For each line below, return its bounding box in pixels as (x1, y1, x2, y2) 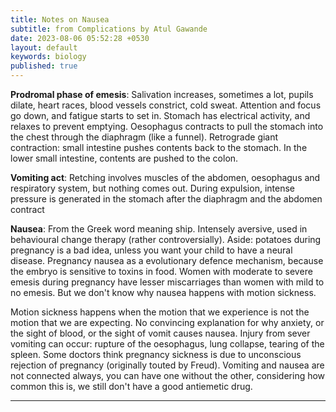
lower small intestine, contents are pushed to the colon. (10, 152, 239, 164)
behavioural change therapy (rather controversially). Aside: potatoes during (10, 234, 322, 245)
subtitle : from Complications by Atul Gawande (10, 24, 208, 34)
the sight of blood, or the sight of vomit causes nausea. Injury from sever (10, 327, 311, 339)
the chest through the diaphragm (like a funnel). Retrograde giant (10, 131, 279, 143)
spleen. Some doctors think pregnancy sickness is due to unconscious (10, 349, 302, 360)
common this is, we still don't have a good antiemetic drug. (10, 381, 253, 392)
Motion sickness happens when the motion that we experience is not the (10, 306, 310, 318)
